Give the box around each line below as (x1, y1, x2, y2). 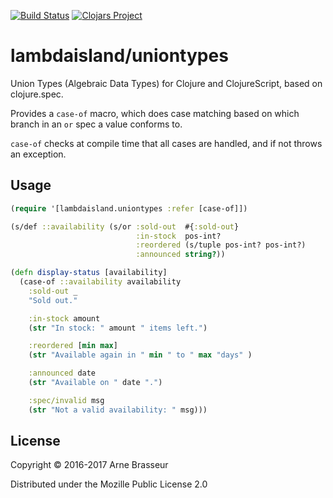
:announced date (28, 368, 97, 379)
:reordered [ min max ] (28, 341, 118, 351)
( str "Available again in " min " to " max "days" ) (28, 350, 253, 360)
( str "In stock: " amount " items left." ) (28, 323, 208, 333)
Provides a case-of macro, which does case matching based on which (10, 107, 300, 119)
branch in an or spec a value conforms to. (10, 118, 183, 130)
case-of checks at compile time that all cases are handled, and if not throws (10, 137, 323, 149)
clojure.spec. (10, 88, 64, 100)
